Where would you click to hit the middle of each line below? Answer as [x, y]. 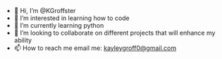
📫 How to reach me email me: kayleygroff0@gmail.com [95, 48]
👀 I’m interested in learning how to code [72, 18]
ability [23, 40]
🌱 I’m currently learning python [59, 25]
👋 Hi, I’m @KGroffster [45, 11]
